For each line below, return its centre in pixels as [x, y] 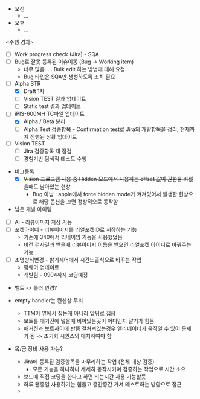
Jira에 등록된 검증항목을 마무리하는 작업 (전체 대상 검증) [89, 362]
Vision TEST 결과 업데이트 [55, 99]
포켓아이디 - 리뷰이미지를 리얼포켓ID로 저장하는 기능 [76, 229]
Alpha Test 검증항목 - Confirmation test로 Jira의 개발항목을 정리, [101, 129]
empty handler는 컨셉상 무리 [49, 300]
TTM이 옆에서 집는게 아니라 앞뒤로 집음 [69, 313]
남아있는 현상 [55, 187]
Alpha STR [27, 84]
